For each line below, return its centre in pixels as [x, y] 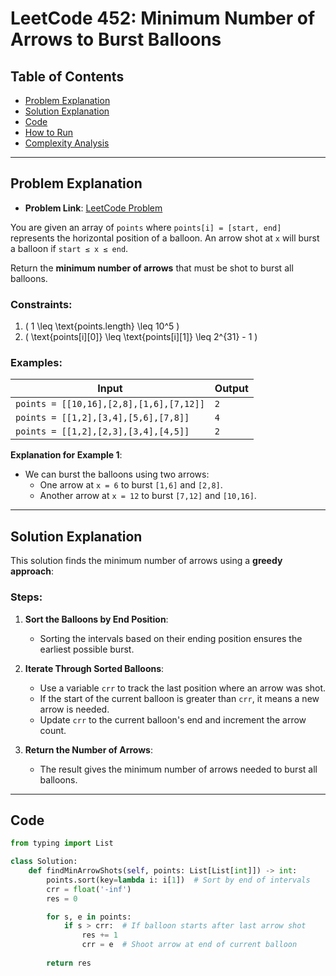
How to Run [49, 132]
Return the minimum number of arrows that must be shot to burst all [152, 268]
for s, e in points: [89, 917]
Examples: [36, 363]
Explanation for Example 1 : [66, 455]
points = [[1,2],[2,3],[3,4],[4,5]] [102, 431]
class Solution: [44, 862]
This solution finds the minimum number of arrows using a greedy [146, 561]
